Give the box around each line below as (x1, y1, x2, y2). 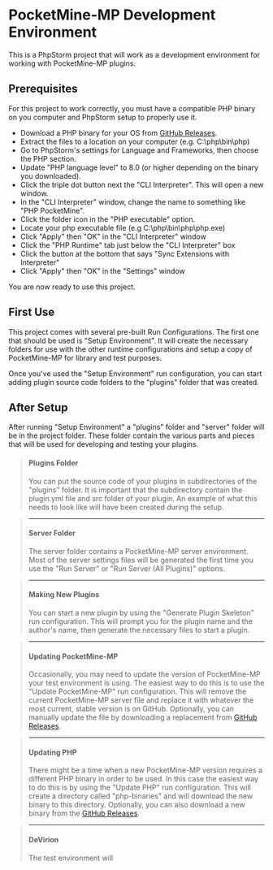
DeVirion (28, 834, 59, 844)
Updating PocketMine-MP (28, 651, 119, 661)
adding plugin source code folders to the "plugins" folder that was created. (8, 377, 260, 387)
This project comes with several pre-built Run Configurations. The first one (8, 327, 259, 336)
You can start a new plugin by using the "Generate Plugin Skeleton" (28, 608, 254, 617)
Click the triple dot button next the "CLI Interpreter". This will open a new (19, 180, 264, 189)
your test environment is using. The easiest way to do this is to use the (28, 678, 265, 688)
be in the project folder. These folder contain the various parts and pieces (8, 431, 255, 440)
